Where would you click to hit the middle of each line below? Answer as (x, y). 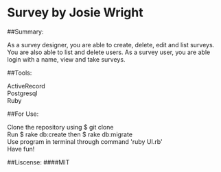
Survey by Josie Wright (75, 13)
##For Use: (23, 114)
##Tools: (20, 73)
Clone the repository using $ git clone (60, 127)
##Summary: (25, 32)
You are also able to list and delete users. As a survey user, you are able (109, 52)
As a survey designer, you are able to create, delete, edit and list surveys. (111, 45)
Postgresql (22, 93)
